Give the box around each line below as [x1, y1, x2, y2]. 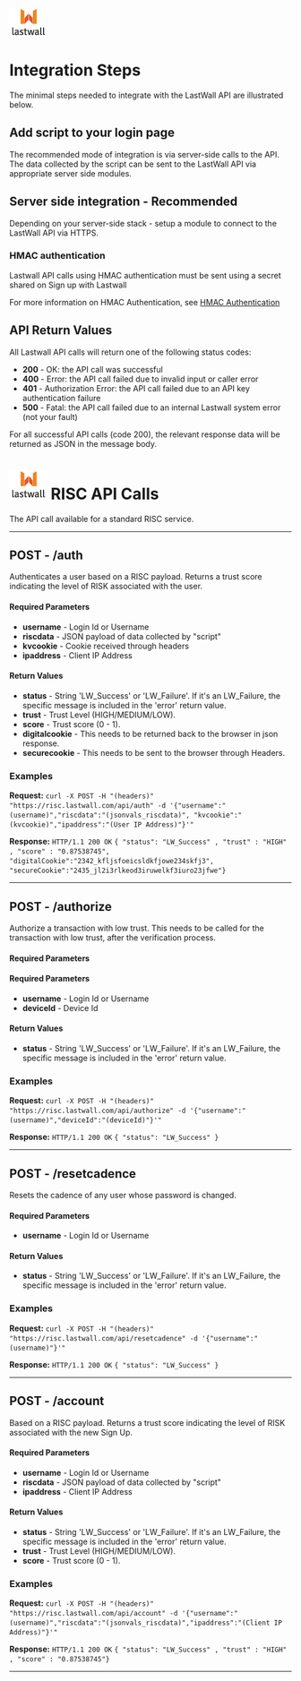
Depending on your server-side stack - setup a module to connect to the [9, 218, 278, 228]
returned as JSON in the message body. [9, 438, 158, 449]
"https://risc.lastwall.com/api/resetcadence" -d [9, 1334, 199, 1342]
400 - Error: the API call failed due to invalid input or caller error [21, 373, 259, 384]
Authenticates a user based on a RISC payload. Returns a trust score [9, 571, 262, 582]
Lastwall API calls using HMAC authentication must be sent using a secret [9, 270, 282, 280]
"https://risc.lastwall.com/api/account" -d [9, 1609, 178, 1618]
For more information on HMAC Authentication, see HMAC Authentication [9, 296, 280, 307]
